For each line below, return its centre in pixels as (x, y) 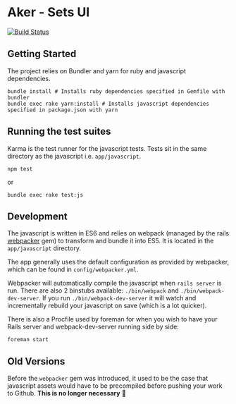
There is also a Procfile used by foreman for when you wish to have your (112, 319)
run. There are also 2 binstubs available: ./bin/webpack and (93, 290)
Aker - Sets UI (49, 12)
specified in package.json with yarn (63, 110)
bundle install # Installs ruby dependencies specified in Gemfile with (116, 91)
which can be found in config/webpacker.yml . (73, 269)
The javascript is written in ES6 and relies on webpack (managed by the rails (118, 233)
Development (38, 216)
